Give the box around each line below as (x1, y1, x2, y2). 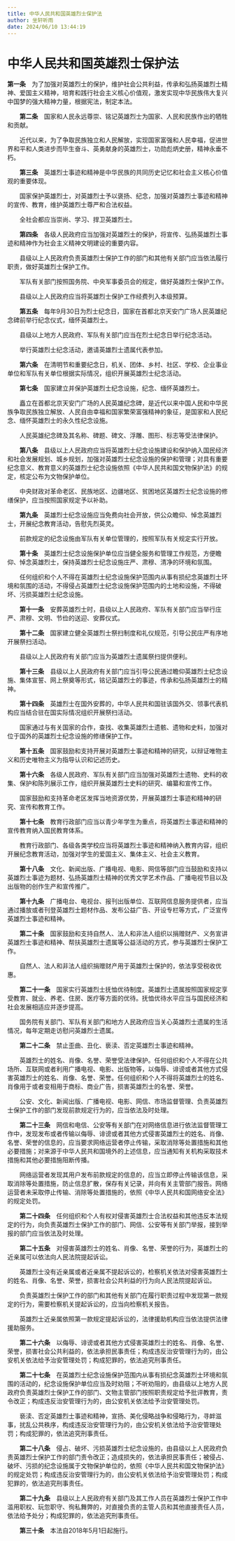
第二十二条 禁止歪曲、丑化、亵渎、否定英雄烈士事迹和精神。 (20, 1041, 197, 1049)
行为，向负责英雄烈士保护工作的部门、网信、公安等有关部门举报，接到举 (19, 1221, 228, 1229)
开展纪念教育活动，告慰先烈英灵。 (19, 519, 117, 528)
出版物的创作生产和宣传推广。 (7, 882, 93, 891)
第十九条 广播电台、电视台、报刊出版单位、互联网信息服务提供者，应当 (20, 897, 228, 905)
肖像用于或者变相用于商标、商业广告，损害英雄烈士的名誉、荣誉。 (7, 1082, 197, 1091)
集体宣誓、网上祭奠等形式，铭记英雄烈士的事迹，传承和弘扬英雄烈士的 (19, 676, 222, 685)
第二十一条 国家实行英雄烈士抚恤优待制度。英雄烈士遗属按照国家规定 (20, 985, 222, 994)
